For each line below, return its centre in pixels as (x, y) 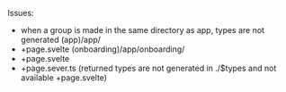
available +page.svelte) (64, 78)
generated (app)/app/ (61, 40)
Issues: (21, 13)
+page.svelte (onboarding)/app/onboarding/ (103, 49)
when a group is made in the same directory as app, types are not (143, 30)
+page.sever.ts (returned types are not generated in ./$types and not (148, 68)
